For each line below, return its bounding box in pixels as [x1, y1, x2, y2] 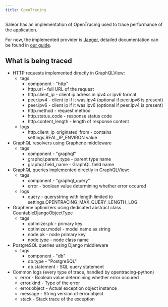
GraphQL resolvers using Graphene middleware [12, 140, 112, 146]
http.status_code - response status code [27, 113, 112, 119]
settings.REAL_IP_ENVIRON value [27, 135, 97, 141]
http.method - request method [27, 107, 91, 114]
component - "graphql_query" [27, 178, 90, 184]
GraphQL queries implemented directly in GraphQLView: [12, 167, 130, 173]
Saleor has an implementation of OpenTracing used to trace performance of [5, 21, 163, 27]
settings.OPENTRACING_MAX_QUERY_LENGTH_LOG [27, 199, 138, 205]
